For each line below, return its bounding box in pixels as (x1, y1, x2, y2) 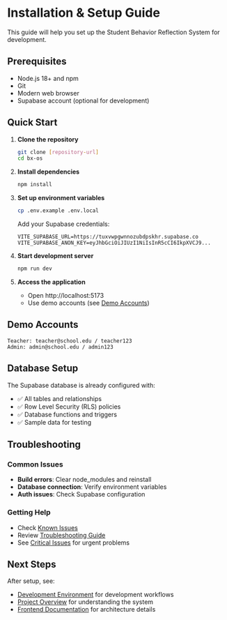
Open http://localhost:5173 (27, 291, 104, 299)
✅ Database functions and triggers (17, 410, 117, 418)
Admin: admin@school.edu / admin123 (7, 343, 113, 350)
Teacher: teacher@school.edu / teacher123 (7, 337, 132, 345)
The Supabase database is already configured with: (7, 381, 155, 389)
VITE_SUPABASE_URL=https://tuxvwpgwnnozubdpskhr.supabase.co (17, 234, 199, 241)
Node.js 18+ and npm (17, 74, 79, 82)
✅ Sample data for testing (17, 418, 92, 426)
